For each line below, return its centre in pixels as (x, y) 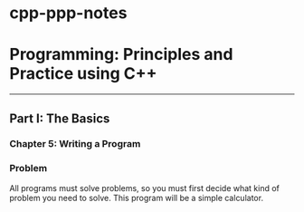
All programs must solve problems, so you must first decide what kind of (145, 188)
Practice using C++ (83, 74)
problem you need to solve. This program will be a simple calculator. (137, 198)
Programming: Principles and (121, 55)
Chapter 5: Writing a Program (75, 144)
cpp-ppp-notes (68, 13)
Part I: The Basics (60, 118)
